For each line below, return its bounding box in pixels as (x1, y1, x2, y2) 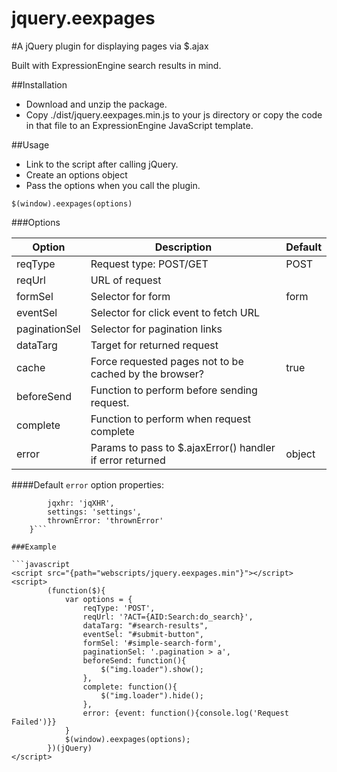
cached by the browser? (90, 367, 205, 381)
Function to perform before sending (90, 383, 258, 397)
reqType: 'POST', (82, 603, 156, 613)
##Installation (11, 78, 68, 91)
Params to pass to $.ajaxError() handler (90, 440, 276, 454)
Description (154, 240, 213, 254)
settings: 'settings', (47, 507, 142, 517)
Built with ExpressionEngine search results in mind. (11, 59, 222, 71)
